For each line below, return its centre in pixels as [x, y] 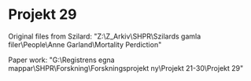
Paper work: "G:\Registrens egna [62, 60]
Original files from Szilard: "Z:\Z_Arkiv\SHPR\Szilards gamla [105, 36]
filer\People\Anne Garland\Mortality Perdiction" [85, 44]
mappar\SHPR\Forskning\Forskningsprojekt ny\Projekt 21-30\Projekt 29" [126, 68]
